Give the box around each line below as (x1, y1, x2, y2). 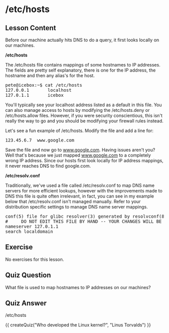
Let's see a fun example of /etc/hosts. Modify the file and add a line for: (5, 127, 154, 134)
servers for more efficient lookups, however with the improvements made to (5, 188, 162, 193)
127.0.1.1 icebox (5, 92, 64, 98)
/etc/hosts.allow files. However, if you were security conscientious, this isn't (5, 112, 162, 118)
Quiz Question (5, 271, 51, 280)
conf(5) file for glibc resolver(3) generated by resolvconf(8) (5, 214, 167, 219)
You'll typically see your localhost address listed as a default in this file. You (5, 102, 162, 108)
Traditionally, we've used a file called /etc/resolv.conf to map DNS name (5, 182, 155, 188)
